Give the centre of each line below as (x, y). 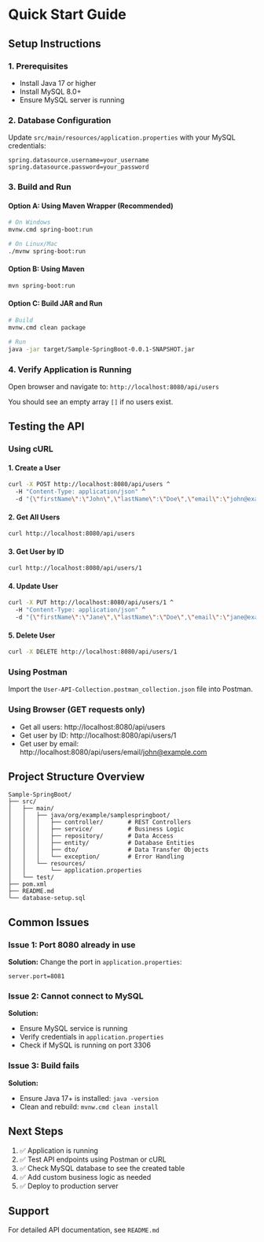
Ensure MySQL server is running (72, 99)
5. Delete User (32, 635)
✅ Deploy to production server (69, 1186)
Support (29, 1211)
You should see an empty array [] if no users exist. (91, 402)
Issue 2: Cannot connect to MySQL (76, 996)
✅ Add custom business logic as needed (85, 1177)
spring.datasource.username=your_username (79, 160)
